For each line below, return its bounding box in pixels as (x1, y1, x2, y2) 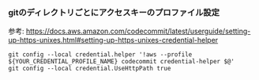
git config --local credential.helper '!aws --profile (8, 51, 193, 59)
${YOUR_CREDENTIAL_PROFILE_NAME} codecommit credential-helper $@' (8, 58, 235, 66)
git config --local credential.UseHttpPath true (8, 65, 171, 73)
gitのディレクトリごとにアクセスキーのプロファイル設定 (8, 6, 220, 17)
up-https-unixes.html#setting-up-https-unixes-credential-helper (8, 36, 219, 45)
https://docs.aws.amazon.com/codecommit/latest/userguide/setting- (25, 26, 251, 36)
